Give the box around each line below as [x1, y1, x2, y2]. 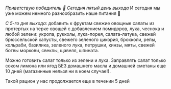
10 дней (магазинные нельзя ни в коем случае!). [5, 68, 111, 74]
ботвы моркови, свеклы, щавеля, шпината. [5, 48, 100, 53]
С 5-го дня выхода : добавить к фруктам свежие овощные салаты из [5, 20, 155, 26]
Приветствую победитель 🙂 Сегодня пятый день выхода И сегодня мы [5, 5, 161, 11]
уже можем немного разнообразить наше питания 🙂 [5, 10, 121, 16]
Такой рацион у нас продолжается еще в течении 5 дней [5, 78, 130, 84]
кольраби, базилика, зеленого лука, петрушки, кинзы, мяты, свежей [5, 42, 155, 48]
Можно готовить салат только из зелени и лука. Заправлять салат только [5, 57, 166, 63]
